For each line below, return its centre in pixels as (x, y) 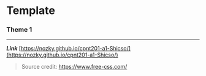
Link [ (14, 49)
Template (31, 11)
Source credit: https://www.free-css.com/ (74, 67)
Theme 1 (19, 30)
